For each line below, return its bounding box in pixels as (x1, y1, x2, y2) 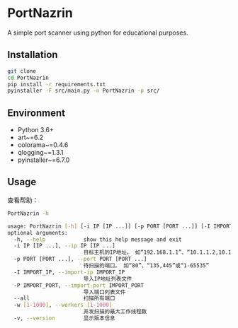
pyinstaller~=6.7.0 (17, 156, 70, 164)
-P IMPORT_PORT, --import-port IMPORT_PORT (13, 281, 144, 289)
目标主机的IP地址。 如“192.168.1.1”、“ (83, 249, 191, 256)
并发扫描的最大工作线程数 (83, 308, 147, 315)
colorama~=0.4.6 (17, 141, 69, 149)
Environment (7, 107, 66, 119)
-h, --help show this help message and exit (13, 235, 182, 243)
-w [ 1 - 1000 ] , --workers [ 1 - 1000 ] (13, 302, 113, 309)
